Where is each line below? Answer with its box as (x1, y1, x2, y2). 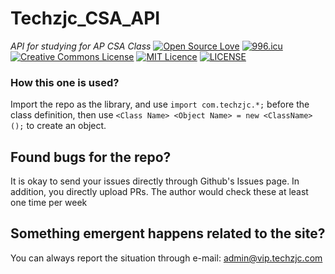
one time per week (10, 197, 88, 209)
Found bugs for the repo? (10, 148, 172, 166)
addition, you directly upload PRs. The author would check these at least (10, 186, 309, 198)
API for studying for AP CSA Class (10, 40, 152, 52)
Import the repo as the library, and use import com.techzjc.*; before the (10, 98, 310, 111)
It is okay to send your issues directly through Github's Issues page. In (10, 175, 300, 187)
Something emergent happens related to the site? (10, 225, 326, 242)
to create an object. (26, 120, 107, 132)
